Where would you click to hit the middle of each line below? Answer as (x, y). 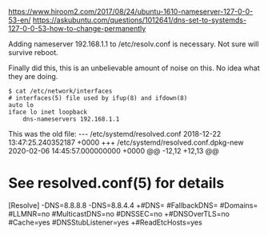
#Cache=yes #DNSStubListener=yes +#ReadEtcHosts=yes (105, 222)
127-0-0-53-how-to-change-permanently (77, 28)
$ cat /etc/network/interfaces (60, 91)
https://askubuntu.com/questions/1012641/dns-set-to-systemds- (139, 20)
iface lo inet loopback (48, 112)
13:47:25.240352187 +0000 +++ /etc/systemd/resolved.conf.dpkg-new (126, 142)
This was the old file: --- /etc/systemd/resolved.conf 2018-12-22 (115, 134)
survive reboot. (33, 52)
